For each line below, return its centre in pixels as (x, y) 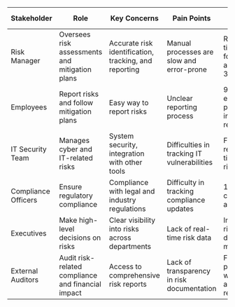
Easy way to (129, 103)
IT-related (76, 158)
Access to (125, 267)
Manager (26, 61)
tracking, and (130, 61)
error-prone (187, 69)
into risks (124, 229)
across (120, 238)
